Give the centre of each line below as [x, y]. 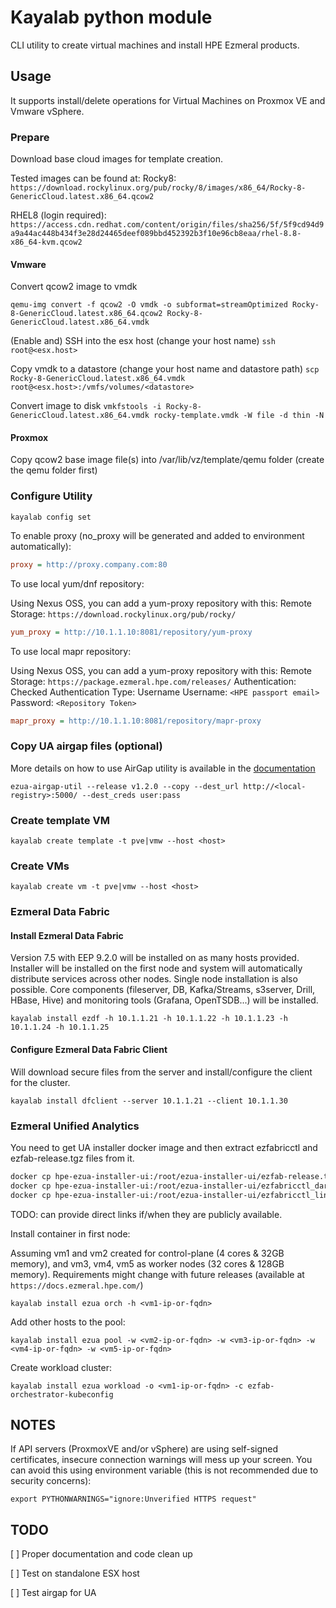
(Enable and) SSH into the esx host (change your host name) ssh [143, 341]
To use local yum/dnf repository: [77, 583]
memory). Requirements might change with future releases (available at [157, 1274]
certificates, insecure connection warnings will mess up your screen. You [161, 1460]
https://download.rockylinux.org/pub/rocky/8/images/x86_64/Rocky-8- [158, 188]
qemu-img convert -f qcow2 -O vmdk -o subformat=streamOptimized [149, 305]
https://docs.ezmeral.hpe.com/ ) [77, 1285]
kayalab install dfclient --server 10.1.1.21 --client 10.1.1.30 [149, 1101]
